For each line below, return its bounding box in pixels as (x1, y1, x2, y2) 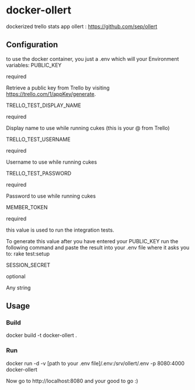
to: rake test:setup (6, 250, 50, 257)
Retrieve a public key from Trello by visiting (6, 84, 110, 91)
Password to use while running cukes (6, 192, 96, 199)
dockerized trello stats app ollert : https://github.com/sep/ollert (6, 23, 158, 30)
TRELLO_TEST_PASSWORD (6, 170, 72, 177)
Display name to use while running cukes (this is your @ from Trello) (6, 124, 170, 132)
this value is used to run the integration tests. (6, 226, 114, 233)
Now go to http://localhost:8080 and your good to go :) (6, 377, 138, 384)
